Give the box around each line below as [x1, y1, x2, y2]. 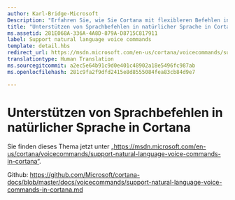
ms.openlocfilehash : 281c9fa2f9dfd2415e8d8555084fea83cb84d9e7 [7, 68, 196, 75]
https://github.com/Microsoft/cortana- [29, 171, 141, 179]
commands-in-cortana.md [7, 185, 83, 194]
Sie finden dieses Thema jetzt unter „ [7, 142, 114, 151]
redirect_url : [7, 49, 49, 56]
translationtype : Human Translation [7, 56, 114, 63]
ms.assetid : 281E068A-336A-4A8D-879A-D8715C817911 [7, 29, 158, 37]
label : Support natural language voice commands [7, 36, 152, 43]
